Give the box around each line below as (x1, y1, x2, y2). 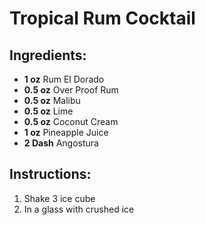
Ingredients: (9, 47, 87, 64)
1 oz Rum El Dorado (23, 73, 105, 85)
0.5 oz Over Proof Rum (23, 84, 119, 96)
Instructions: (9, 166, 92, 183)
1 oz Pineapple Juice (23, 127, 109, 138)
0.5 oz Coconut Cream (23, 116, 119, 127)
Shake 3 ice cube (23, 192, 96, 204)
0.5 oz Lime (23, 105, 74, 117)
